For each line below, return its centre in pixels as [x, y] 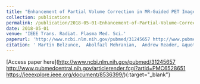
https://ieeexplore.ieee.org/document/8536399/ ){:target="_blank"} [88, 74]
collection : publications [38, 17]
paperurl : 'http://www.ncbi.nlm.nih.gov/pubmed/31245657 [78, 39]
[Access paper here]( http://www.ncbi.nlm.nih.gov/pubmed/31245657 [91, 62]
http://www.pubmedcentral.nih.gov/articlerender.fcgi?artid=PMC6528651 [96, 68]
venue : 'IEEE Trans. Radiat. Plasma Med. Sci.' [66, 34]
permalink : [20, 23]
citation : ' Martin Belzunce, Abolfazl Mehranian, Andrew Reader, [93, 45]
